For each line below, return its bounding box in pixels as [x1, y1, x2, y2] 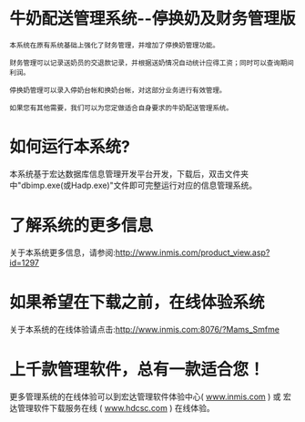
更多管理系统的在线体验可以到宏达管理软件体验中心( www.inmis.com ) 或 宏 [9, 391, 291, 402]
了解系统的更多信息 [9, 215, 154, 236]
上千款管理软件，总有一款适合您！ [9, 359, 266, 379]
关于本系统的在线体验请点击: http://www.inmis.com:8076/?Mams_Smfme [9, 324, 280, 335]
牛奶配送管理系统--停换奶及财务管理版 [9, 8, 296, 29]
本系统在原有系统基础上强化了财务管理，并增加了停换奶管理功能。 [9, 40, 220, 50]
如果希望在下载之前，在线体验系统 [9, 293, 266, 313]
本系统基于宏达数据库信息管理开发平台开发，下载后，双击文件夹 [9, 168, 249, 179]
